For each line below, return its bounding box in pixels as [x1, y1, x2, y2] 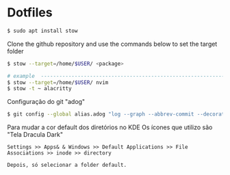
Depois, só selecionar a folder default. [7, 162, 127, 169]
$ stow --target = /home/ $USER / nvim [7, 79, 109, 86]
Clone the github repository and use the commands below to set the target [7, 40, 218, 48]
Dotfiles [7, 5, 53, 21]
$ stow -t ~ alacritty [7, 85, 72, 92]
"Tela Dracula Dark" [7, 131, 64, 139]
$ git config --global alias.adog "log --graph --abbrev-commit [7, 111, 194, 118]
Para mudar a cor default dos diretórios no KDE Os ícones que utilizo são [7, 123, 213, 131]
